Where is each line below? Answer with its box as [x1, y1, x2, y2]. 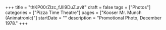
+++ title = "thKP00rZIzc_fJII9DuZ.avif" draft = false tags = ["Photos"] [5, 4, 151, 10]
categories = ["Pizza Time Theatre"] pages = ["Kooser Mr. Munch [5, 9, 142, 15]
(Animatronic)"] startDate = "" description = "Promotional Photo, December [5, 15, 162, 20]
